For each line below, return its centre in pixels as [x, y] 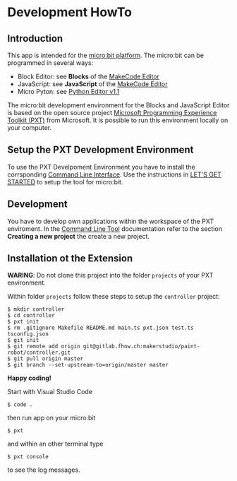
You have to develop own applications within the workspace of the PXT [111, 221]
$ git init [23, 340]
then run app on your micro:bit [51, 418]
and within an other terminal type [55, 444]
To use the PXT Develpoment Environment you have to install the [101, 167]
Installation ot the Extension [70, 259]
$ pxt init [23, 322]
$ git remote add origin [44, 347]
